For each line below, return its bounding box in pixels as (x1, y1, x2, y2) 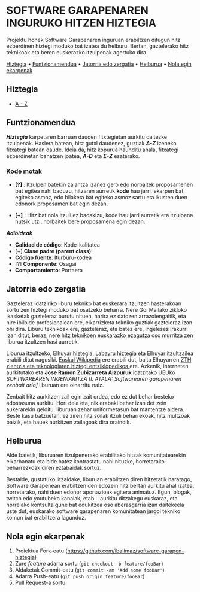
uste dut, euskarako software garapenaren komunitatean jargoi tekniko (6, 508, 181, 515)
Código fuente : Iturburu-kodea (14, 254, 92, 261)
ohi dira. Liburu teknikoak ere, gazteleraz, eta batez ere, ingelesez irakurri (6, 325, 188, 332)
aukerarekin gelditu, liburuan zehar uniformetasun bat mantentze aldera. (6, 405, 184, 413)
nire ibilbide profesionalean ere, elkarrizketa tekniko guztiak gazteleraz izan (6, 318, 193, 326)
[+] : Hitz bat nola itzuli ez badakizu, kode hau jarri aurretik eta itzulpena (14, 211, 193, 218)
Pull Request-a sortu (14, 579, 66, 587)
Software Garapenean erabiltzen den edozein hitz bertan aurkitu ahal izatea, (6, 482, 195, 490)
